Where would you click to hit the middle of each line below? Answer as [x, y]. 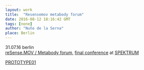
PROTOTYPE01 [21, 62]
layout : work [19, 10]
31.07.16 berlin [20, 47]
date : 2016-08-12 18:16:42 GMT [38, 19]
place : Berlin [20, 33]
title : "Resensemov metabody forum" [45, 14]
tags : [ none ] [19, 24]
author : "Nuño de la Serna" [35, 28]
